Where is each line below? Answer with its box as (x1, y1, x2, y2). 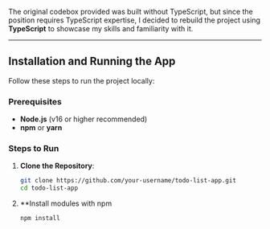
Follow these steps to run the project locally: (8, 76, 155, 85)
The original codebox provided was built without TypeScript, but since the (8, 7, 253, 16)
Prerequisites (8, 96, 62, 107)
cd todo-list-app (19, 184, 79, 192)
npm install (19, 215, 60, 223)
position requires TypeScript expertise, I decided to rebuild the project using (8, 15, 261, 25)
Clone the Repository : (19, 161, 95, 171)
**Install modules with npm (19, 198, 112, 208)
